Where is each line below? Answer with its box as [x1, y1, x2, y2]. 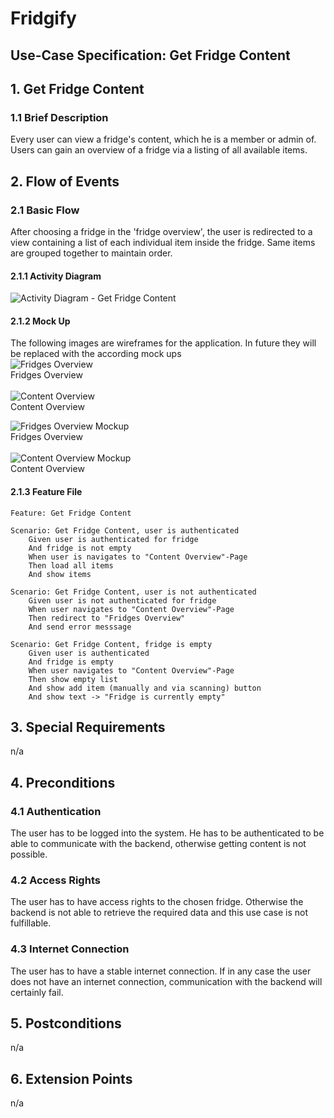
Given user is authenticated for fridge [28, 534, 199, 544]
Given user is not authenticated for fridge [28, 595, 217, 606]
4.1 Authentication [10, 804, 102, 818]
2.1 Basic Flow [10, 203, 80, 217]
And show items [28, 569, 92, 579]
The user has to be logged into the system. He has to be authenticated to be [10, 827, 325, 839]
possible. [10, 848, 48, 861]
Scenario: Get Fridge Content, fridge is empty [10, 639, 213, 649]
